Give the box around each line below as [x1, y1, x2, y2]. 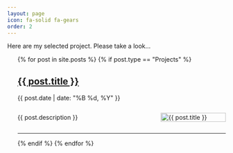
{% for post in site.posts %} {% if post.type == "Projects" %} [17, 55, 192, 64]
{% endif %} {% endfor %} [17, 139, 94, 147]
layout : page [7, 10, 45, 17]
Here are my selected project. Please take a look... [7, 42, 151, 51]
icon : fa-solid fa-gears [7, 17, 79, 24]
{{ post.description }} [17, 114, 78, 122]
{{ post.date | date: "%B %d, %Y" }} [17, 94, 121, 102]
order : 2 [7, 23, 33, 30]
